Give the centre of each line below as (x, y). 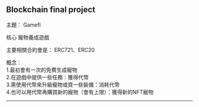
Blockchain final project (51, 10)
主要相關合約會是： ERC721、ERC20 (50, 50)
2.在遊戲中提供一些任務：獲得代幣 (47, 77)
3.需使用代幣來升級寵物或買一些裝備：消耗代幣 (63, 85)
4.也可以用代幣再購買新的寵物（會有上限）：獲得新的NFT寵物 (80, 92)
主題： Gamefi (24, 25)
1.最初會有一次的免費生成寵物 (42, 70)
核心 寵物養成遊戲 (28, 37)
